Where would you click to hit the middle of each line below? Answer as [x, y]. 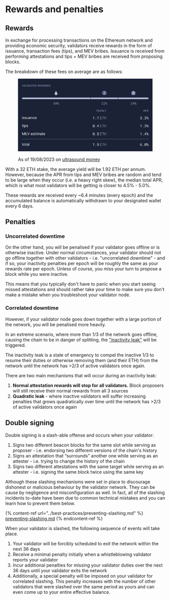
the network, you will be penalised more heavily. [56, 324]
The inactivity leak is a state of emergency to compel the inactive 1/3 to [80, 355]
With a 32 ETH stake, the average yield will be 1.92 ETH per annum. [76, 169]
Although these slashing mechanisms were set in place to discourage [78, 482]
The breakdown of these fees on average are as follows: [64, 72]
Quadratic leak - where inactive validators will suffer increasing [79, 396]
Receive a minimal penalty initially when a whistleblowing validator [82, 554]
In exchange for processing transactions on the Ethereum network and [79, 40]
